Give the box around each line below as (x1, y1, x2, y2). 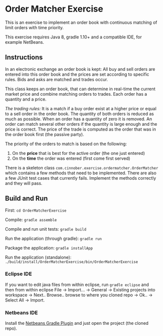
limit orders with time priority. (5, 24, 64, 30)
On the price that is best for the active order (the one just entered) (12, 150, 145, 156)
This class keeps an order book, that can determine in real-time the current (5, 86, 156, 92)
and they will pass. (5, 180, 43, 186)
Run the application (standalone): (5, 254, 72, 260)
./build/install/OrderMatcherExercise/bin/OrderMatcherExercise (5, 259, 138, 264)
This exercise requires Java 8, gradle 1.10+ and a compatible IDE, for (5, 34, 142, 40)
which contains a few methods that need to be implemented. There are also (5, 170, 157, 176)
